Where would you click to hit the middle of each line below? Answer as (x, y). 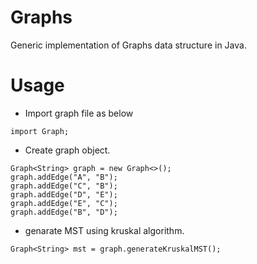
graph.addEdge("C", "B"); (64, 186)
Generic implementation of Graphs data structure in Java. (128, 45)
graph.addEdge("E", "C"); (64, 203)
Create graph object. (67, 150)
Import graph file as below (79, 113)
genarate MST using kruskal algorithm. (104, 230)
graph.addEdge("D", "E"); (64, 194)
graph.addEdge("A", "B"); (64, 177)
